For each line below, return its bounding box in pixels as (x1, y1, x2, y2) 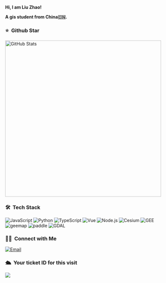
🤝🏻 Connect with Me (5, 235, 57, 242)
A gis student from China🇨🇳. (5, 14, 67, 19)
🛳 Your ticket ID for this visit (5, 259, 77, 266)
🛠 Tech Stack (5, 204, 41, 211)
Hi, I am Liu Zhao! (5, 4, 42, 10)
